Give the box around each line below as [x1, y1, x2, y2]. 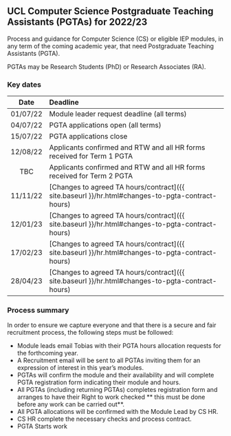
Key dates [7, 79, 41, 89]
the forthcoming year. [16, 349, 79, 357]
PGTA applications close [49, 132, 128, 141]
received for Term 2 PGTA [49, 172, 133, 181]
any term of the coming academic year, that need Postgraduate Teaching [7, 41, 214, 50]
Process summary [7, 306, 69, 315]
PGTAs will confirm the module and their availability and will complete [16, 371, 214, 380]
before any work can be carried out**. [16, 400, 125, 408]
